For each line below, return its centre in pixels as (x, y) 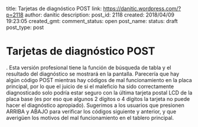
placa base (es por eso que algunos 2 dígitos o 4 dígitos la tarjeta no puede (98, 99)
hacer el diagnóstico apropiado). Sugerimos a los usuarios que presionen (95, 105)
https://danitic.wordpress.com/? (142, 9)
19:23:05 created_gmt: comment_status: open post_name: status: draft (92, 21)
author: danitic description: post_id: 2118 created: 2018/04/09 (99, 15)
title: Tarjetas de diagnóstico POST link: (54, 9)
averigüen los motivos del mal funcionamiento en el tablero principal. (90, 118)
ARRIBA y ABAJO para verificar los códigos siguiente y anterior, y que (91, 111)
